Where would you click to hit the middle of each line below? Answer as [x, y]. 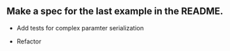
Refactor [29, 41]
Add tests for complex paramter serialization [80, 28]
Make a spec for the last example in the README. [115, 11]
